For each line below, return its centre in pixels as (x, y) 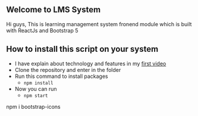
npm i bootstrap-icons (33, 106)
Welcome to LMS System (54, 10)
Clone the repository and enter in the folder (68, 70)
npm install (38, 83)
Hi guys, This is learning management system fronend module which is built (99, 24)
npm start (36, 95)
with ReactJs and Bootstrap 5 (42, 30)
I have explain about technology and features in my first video (90, 63)
